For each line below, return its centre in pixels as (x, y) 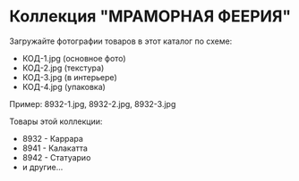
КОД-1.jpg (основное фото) (74, 58)
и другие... (43, 167)
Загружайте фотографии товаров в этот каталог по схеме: (121, 41)
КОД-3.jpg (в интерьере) (70, 77)
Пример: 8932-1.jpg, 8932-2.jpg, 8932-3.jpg (93, 103)
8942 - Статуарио (56, 157)
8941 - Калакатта (55, 148)
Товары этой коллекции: (56, 121)
